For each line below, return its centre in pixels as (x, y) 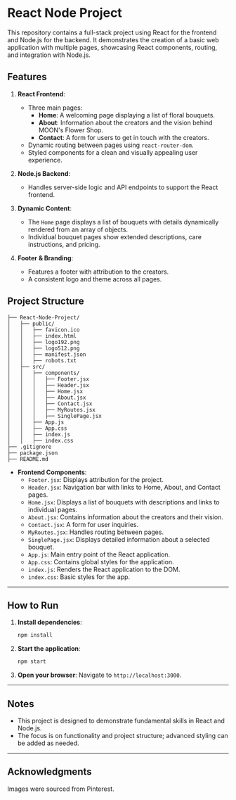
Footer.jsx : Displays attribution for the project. (96, 479)
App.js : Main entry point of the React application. (99, 554)
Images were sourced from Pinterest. (61, 789)
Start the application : (49, 649)
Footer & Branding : (45, 258)
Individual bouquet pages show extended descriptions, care (115, 236)
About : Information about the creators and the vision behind (125, 122)
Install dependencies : (50, 622)
